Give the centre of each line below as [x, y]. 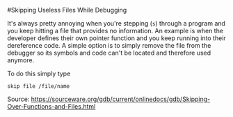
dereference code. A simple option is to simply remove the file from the [109, 45]
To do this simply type [39, 73]
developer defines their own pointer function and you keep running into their [116, 38]
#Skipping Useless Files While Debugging [67, 10]
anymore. [21, 60]
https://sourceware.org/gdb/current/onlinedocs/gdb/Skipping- [121, 99]
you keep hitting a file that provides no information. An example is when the [115, 31]
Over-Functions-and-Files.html [51, 106]
